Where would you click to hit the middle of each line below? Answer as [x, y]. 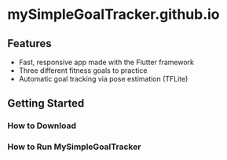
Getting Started [46, 104]
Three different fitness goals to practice [83, 71]
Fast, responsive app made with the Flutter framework [106, 62]
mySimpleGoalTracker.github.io [114, 15]
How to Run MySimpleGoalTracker [74, 147]
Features [29, 44]
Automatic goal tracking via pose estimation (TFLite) [103, 79]
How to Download [42, 125]
